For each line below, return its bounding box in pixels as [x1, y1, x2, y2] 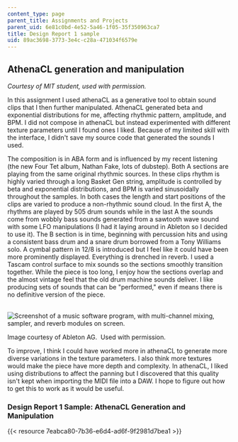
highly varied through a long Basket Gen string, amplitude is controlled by [7, 177, 222, 185]
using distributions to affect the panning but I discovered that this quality [7, 369, 220, 377]
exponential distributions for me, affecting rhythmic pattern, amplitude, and [7, 111, 227, 119]
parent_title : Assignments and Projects [7, 17, 129, 24]
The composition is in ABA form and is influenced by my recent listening [7, 154, 218, 163]
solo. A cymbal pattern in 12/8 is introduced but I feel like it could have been [7, 245, 229, 253]
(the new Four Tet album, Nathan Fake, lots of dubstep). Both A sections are [7, 162, 229, 170]
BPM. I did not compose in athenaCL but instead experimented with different [7, 118, 231, 126]
